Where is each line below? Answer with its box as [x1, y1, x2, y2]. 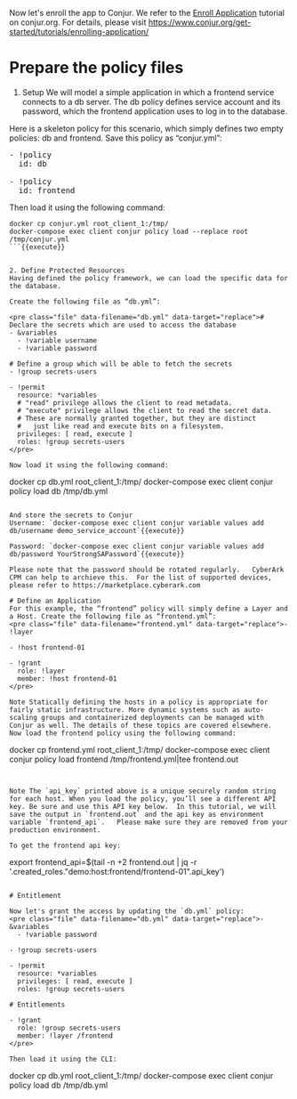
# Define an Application [9, 596, 101, 605]
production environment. [9, 825, 101, 835]
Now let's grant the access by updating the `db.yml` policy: [9, 907, 245, 916]
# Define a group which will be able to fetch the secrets [9, 360, 233, 368]
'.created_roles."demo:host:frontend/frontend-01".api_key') [9, 866, 225, 877]
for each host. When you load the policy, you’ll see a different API [9, 794, 277, 804]
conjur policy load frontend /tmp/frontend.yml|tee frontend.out [9, 754, 238, 764]
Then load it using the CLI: [9, 1055, 117, 1063]
